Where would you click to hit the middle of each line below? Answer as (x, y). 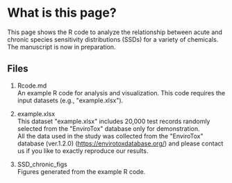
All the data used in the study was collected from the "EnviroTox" (110, 136)
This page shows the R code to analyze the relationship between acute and (115, 32)
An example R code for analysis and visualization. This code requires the (121, 93)
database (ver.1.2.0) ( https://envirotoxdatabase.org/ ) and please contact (120, 143)
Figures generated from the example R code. (81, 171)
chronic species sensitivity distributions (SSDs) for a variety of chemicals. (113, 39)
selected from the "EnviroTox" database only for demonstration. (108, 128)
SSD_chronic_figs (42, 164)
